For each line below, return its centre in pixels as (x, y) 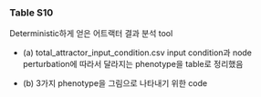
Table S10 (31, 13)
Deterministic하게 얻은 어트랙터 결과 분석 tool (91, 34)
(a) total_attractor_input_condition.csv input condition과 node (137, 53)
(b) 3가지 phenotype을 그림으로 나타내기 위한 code (115, 83)
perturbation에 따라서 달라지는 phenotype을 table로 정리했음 (133, 64)
